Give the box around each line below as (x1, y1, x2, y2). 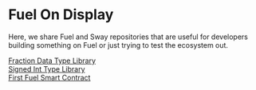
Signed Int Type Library (8, 64, 85, 73)
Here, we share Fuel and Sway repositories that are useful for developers (8, 32, 249, 41)
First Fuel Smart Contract (8, 72, 91, 82)
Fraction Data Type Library (8, 56, 96, 65)
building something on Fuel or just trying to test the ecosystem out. (8, 40, 229, 49)
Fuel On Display (8, 6, 114, 24)
